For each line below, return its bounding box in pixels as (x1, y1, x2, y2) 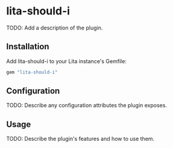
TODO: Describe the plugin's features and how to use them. (6, 135, 155, 143)
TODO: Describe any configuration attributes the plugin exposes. (6, 102, 168, 109)
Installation (6, 42, 49, 52)
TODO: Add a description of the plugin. (6, 24, 103, 31)
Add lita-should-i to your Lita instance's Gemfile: (6, 57, 127, 64)
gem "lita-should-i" (6, 69, 58, 75)
